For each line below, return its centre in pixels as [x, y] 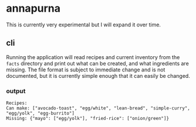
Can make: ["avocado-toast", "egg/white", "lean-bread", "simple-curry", [98, 108]
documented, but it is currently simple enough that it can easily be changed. [98, 75]
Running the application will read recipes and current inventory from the [93, 57]
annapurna [33, 8]
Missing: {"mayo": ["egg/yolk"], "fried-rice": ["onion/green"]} [87, 119]
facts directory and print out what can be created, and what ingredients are [97, 63]
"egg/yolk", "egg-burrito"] [40, 114]
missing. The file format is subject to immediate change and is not [86, 70]
